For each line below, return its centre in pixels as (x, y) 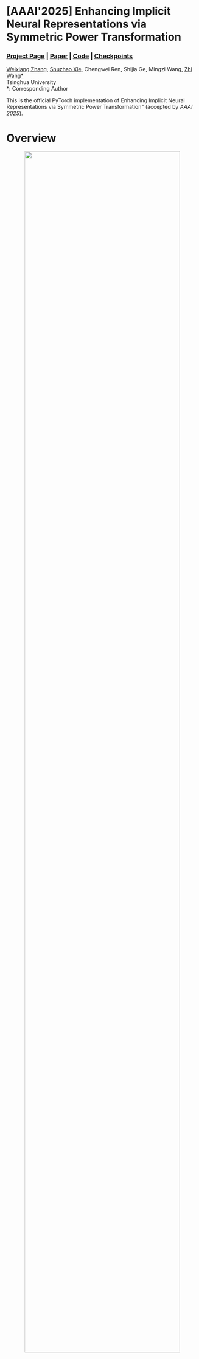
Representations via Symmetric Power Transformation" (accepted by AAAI (100, 107)
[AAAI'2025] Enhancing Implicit (89, 11)
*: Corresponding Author (37, 89)
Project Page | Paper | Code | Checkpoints (70, 56)
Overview (31, 138)
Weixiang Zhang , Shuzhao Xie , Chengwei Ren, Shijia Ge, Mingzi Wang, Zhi (100, 69)
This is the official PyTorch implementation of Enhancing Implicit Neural (96, 100)
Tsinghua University (31, 82)
